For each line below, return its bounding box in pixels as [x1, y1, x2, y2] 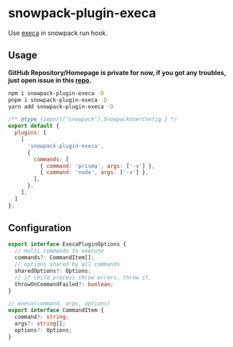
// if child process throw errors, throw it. [14, 273, 152, 281]
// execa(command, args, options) [8, 300, 111, 308]
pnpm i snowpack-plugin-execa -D [8, 96, 108, 104]
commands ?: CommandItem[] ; [14, 254, 95, 261]
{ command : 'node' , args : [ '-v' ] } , [39, 169, 149, 176]
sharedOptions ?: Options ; [14, 267, 92, 274]
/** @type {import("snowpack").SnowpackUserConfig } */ [8, 116, 177, 123]
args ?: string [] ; [14, 320, 66, 328]
